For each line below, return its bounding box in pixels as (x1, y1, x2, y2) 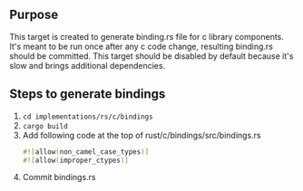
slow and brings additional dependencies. (9, 60, 166, 71)
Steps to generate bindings (9, 86, 166, 102)
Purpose (9, 7, 59, 23)
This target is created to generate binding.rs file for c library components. (9, 31, 284, 42)
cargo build (22, 121, 68, 130)
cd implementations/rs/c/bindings (22, 112, 153, 121)
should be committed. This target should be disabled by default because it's (9, 50, 294, 62)
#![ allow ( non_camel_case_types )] (22, 147, 150, 157)
